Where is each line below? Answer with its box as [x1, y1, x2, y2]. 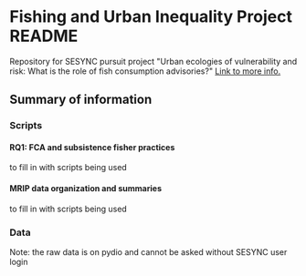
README [9, 26, 79, 46]
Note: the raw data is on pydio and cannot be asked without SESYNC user [9, 246, 288, 257]
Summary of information [9, 92, 153, 107]
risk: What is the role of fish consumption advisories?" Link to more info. [9, 66, 281, 77]
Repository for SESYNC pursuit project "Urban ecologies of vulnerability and [9, 56, 298, 66]
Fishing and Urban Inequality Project [9, 6, 292, 27]
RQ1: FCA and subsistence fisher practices [9, 141, 175, 152]
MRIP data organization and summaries [9, 183, 163, 194]
